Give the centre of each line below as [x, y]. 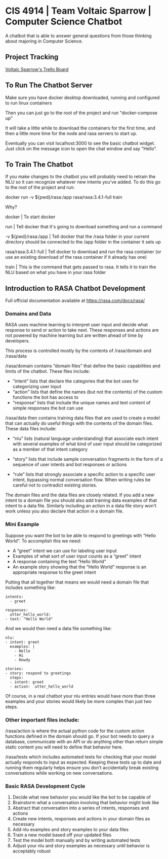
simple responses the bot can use [48, 408]
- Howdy [22, 660]
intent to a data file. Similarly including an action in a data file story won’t [81, 506]
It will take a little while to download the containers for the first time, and [80, 128]
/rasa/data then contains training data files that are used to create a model [83, 418]
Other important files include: [43, 719]
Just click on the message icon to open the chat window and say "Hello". [81, 148]
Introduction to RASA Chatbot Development [75, 288]
